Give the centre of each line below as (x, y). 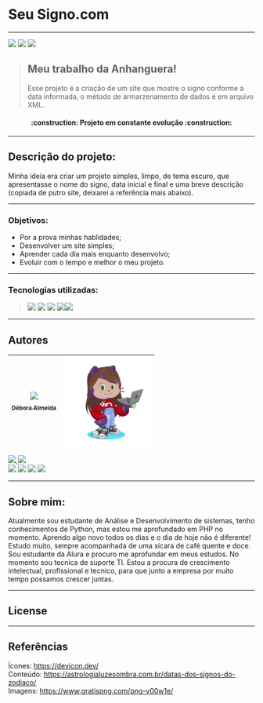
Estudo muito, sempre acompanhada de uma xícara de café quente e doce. (130, 545)
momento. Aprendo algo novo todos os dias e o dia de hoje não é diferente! (130, 537)
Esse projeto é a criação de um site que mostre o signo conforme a (135, 88)
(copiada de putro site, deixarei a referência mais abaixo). (101, 192)
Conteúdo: (25, 674)
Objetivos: (28, 220)
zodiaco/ (22, 682)
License (28, 611)
